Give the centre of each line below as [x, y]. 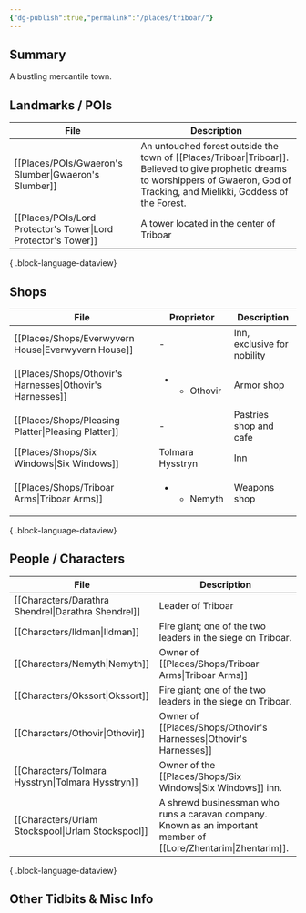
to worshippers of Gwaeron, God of [216, 180]
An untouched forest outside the [210, 147]
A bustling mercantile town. [61, 76]
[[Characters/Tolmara [60, 770]
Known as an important [209, 825]
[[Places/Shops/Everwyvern [74, 339]
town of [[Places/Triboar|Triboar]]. [215, 157]
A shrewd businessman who [219, 802]
